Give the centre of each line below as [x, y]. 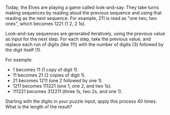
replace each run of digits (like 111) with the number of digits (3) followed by [84, 44]
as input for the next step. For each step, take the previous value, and [78, 39]
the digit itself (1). [23, 50]
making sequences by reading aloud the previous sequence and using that [83, 13]
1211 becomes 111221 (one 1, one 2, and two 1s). [62, 86]
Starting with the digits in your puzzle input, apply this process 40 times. [81, 101]
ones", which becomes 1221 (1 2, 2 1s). [46, 24]
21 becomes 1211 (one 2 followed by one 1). [58, 80]
